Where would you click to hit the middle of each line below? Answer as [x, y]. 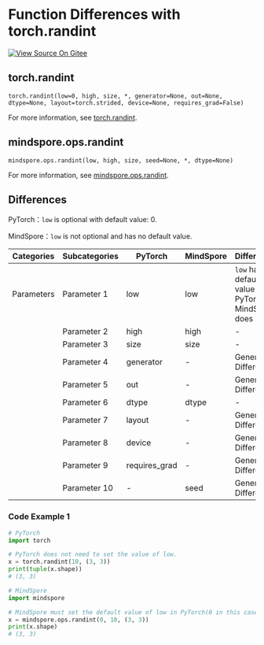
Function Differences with [94, 15]
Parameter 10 [88, 488]
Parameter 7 [85, 421]
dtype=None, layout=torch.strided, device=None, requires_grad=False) [126, 103]
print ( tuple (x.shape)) [45, 569]
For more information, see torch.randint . [73, 117]
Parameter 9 [85, 465]
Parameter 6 [85, 402]
